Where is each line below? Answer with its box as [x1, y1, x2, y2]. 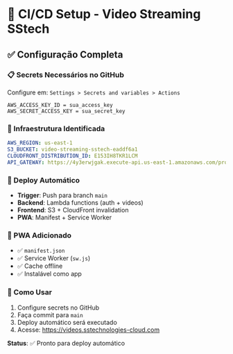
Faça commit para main [17, 310, 83, 319]
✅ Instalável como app [17, 270, 82, 278]
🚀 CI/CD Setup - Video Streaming [7, 6, 201, 22]
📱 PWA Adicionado [7, 230, 71, 240]
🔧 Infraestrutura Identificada [7, 124, 105, 133]
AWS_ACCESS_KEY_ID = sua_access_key [7, 101, 113, 108]
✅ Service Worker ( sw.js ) [17, 254, 91, 262]
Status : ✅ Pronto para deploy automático [7, 339, 126, 347]
